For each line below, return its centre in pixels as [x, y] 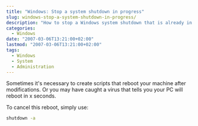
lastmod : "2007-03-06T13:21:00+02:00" [54, 45]
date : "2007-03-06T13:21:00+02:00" [50, 39]
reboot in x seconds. [31, 96]
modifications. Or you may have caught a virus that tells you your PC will [95, 90]
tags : [13, 50]
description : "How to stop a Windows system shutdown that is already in [99, 22]
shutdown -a [21, 118]
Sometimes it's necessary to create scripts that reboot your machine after [96, 83]
